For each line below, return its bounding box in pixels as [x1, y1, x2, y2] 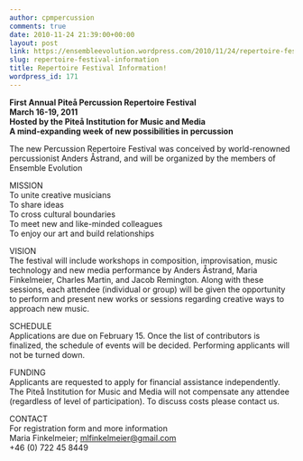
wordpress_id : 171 [9, 72, 78, 81]
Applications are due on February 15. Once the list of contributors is [9, 330, 261, 341]
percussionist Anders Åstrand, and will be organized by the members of [9, 153, 277, 164]
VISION [9, 245, 37, 256]
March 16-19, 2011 [9, 106, 78, 118]
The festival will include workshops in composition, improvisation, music [9, 255, 278, 266]
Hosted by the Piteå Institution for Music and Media [9, 116, 206, 127]
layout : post [9, 38, 59, 48]
